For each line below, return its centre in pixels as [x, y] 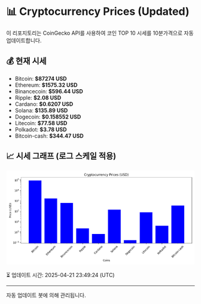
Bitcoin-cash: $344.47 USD [49, 136]
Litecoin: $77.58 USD [41, 123]
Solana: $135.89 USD [41, 110]
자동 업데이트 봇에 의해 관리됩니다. [46, 295]
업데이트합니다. [24, 40]
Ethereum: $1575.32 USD [46, 85]
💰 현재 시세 [26, 61]
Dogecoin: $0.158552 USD [48, 117]
